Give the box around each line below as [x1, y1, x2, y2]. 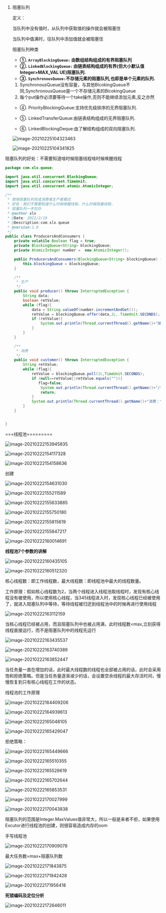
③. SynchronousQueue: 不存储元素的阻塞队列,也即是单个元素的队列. [19, 76, 156, 81]
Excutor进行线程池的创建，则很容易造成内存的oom [5, 822, 108, 828]
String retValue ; [23, 362, 58, 367]
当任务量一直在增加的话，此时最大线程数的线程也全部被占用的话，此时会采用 [5, 666, 161, 673]
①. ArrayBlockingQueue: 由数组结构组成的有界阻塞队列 [19, 57, 132, 63]
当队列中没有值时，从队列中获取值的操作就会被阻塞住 [12, 25, 121, 31]
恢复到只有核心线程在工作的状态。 [9, 679, 79, 685]
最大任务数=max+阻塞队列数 [5, 853, 63, 859]
